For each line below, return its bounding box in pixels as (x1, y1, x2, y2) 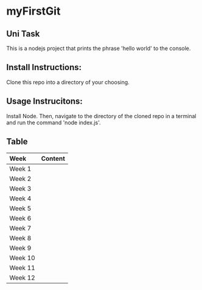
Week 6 (9, 214, 32, 223)
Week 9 (9, 244, 32, 252)
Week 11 (9, 264, 35, 272)
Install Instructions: (6, 62, 82, 72)
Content (41, 154, 66, 163)
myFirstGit (6, 4, 61, 18)
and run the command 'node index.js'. (6, 119, 102, 126)
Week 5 (9, 204, 32, 213)
